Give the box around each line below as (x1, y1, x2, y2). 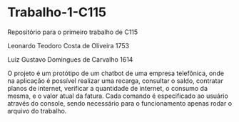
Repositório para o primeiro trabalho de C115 (7, 28, 138, 36)
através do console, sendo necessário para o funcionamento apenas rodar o (7, 99, 233, 107)
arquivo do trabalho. (7, 106, 67, 115)
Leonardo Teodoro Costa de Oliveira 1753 (7, 41, 130, 50)
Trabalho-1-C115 (7, 4, 107, 21)
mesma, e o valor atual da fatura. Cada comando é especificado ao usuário (7, 91, 228, 100)
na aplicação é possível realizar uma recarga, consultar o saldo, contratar (7, 76, 223, 85)
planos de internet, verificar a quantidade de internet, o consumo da (7, 84, 208, 92)
